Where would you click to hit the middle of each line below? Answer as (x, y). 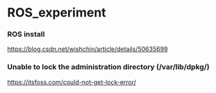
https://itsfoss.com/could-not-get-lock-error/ (72, 82)
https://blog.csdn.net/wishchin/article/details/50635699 (88, 49)
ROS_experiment (57, 13)
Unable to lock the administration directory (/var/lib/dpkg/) (108, 67)
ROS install (26, 34)
